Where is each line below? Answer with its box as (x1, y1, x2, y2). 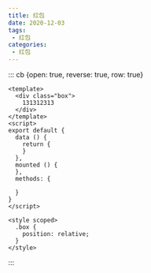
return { (22, 140, 51, 148)
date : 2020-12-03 (8, 19, 65, 27)
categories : (8, 41, 47, 49)
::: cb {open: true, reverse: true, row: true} (8, 70, 144, 79)
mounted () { (15, 161, 58, 169)
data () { (15, 133, 47, 141)
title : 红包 (8, 11, 45, 20)
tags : (8, 26, 26, 34)
